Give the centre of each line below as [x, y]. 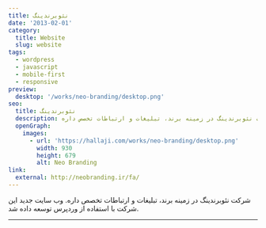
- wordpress [35, 60]
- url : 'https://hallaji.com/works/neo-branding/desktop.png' [134, 141]
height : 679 [57, 155]
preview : [23, 89]
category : [25, 30]
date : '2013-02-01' [40, 23]
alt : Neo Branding [67, 163]
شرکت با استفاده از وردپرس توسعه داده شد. [74, 208]
